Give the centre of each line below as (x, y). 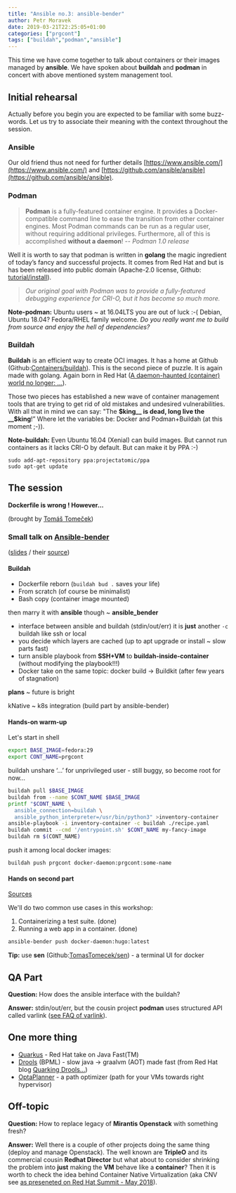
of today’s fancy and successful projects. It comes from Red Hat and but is (116, 262)
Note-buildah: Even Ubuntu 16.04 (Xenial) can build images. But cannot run (118, 440)
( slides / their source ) (39, 552)
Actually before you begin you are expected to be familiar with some (107, 114)
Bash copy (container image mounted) (73, 599)
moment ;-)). (26, 426)
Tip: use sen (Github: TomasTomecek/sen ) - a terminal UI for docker (106, 955)
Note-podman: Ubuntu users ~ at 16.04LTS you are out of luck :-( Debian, (115, 312)
